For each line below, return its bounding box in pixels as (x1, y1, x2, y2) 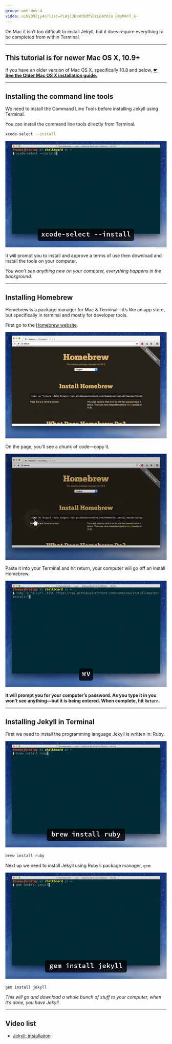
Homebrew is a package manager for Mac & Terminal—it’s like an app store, (5, 306, 165, 312)
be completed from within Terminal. (5, 34, 80, 40)
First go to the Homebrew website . (5, 322, 78, 328)
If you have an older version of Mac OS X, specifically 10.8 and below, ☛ (5, 67, 158, 73)
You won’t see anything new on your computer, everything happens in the (5, 268, 162, 274)
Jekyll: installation (12, 1032, 51, 1039)
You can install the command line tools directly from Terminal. (5, 121, 136, 127)
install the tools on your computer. (5, 258, 77, 264)
